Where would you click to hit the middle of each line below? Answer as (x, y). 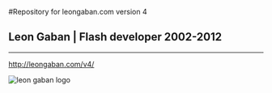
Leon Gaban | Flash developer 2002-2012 (115, 37)
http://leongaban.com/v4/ (51, 64)
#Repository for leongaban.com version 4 (78, 12)
